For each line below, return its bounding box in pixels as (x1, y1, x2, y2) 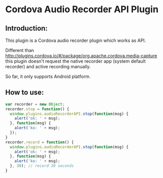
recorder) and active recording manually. (5, 64, 91, 69)
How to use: (5, 88, 44, 97)
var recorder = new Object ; (5, 101, 65, 107)
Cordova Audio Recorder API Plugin (5, 4, 159, 15)
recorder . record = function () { (5, 139, 74, 145)
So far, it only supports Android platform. (5, 73, 91, 80)
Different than (5, 47, 35, 53)
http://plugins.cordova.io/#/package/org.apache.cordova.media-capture (5, 53, 157, 59)
